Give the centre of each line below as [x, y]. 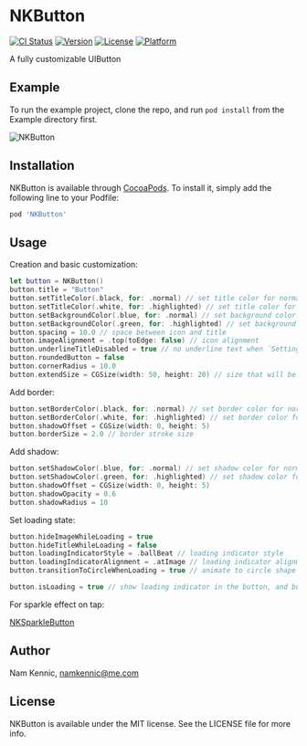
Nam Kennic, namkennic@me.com [74, 673]
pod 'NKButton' [38, 214]
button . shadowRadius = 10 [58, 502]
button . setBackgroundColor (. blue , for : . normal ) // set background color [153, 315]
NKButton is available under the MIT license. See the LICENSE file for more [150, 723]
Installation [42, 166]
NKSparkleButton [42, 622]
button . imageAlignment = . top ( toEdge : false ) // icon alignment [134, 341]
